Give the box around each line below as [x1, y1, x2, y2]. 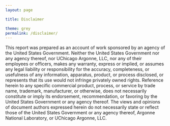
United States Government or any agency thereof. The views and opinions [5, 99, 160, 105]
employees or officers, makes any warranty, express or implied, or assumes [5, 61, 164, 67]
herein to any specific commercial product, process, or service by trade [5, 83, 156, 89]
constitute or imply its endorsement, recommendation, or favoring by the [5, 93, 158, 99]
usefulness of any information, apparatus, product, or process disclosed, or [5, 72, 164, 78]
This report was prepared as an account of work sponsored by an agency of [5, 44, 165, 51]
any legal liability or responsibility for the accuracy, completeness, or [5, 66, 150, 72]
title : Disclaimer [5, 16, 44, 22]
